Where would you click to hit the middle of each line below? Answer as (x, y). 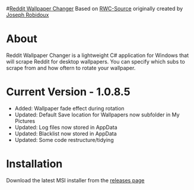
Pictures (25, 121)
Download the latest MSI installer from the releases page (75, 180)
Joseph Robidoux (28, 15)
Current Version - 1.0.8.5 (68, 92)
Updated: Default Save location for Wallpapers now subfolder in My (97, 115)
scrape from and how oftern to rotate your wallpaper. (71, 68)
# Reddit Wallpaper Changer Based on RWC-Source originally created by (95, 9)
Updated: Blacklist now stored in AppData (66, 134)
